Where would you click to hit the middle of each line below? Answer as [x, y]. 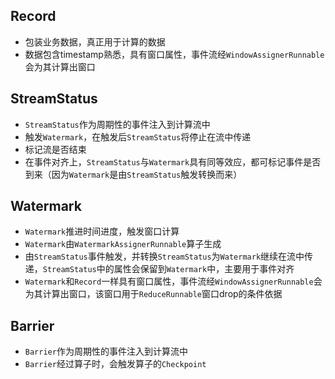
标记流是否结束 [55, 149]
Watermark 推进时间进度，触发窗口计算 [102, 231]
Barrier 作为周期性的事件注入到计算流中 [106, 351]
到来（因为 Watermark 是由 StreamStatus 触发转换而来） [133, 174]
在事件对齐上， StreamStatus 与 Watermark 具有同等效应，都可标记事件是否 [173, 161]
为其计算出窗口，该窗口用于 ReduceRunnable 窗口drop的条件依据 [153, 294]
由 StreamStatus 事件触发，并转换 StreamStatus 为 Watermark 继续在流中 [164, 256]
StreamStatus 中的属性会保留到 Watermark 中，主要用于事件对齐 [168, 269]
